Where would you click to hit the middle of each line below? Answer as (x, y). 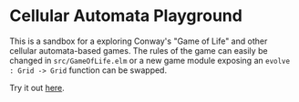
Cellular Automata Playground (126, 16)
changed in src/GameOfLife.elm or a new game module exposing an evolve (149, 60)
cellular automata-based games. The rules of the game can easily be (139, 50)
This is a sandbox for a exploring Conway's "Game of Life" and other (139, 41)
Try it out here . (37, 87)
